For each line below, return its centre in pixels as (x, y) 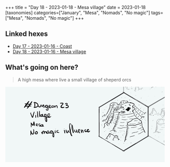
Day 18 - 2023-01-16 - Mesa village (49, 51)
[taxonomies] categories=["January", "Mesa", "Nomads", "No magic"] (78, 13)
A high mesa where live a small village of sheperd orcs (74, 79)
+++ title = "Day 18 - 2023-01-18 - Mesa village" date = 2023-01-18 (75, 7)
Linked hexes (27, 34)
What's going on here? (42, 68)
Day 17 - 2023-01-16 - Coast (42, 46)
